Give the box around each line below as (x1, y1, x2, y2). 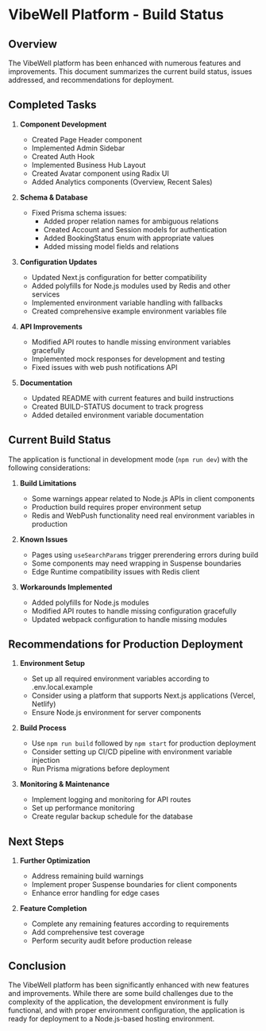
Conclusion (8, 959, 67, 972)
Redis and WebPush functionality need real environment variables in (31, 511, 256, 520)
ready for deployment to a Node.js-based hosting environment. (8, 1014, 215, 1024)
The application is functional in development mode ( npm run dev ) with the (8, 454, 249, 464)
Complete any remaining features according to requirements (31, 919, 229, 928)
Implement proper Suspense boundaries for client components (31, 880, 237, 889)
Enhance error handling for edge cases (31, 889, 160, 898)
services (31, 289, 60, 299)
